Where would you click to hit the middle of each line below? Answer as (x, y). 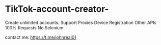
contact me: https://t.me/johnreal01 (41, 37)
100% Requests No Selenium (34, 27)
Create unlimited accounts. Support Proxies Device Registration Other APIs (81, 22)
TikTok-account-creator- (57, 9)
